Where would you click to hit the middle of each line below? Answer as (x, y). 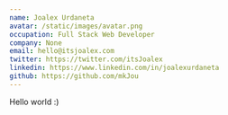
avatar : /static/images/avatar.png (76, 26)
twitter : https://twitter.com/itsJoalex (87, 59)
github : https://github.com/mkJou (74, 76)
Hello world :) (34, 102)
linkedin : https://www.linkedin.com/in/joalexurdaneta (114, 68)
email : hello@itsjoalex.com (62, 51)
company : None (36, 43)
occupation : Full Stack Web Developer (82, 34)
